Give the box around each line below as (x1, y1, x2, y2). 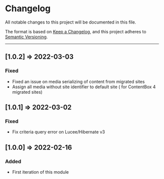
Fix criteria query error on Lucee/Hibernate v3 (12, 129, 105, 135)
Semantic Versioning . (5, 34, 48, 40)
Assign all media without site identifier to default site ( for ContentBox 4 (12, 84, 156, 90)
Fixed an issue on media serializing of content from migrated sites (12, 78, 145, 84)
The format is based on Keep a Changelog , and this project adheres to (5, 28, 146, 34)
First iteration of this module (12, 169, 69, 175)
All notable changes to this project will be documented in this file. (5, 19, 137, 25)
